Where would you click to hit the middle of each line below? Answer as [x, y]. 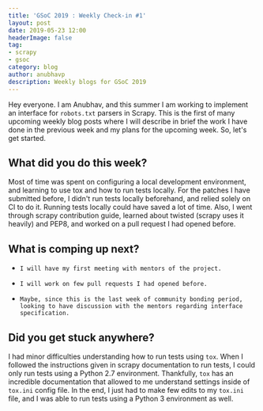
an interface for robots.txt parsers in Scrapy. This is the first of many [122, 112]
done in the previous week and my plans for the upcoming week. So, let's [128, 129]
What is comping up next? [74, 249]
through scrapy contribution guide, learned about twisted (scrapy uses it [126, 215]
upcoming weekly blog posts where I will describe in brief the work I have [128, 121]
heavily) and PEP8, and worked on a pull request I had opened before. [122, 224]
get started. [27, 138]
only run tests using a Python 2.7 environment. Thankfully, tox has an [121, 373]
